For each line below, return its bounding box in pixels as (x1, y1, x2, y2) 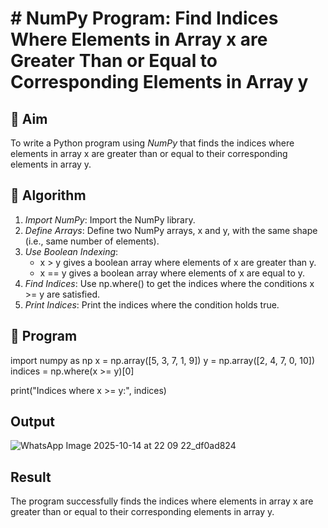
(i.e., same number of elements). (24, 235, 160, 247)
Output (10, 413, 55, 431)
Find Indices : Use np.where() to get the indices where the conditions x (24, 277, 315, 289)
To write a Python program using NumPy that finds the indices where (10, 137, 295, 149)
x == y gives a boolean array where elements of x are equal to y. (39, 267, 306, 279)
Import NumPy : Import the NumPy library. (24, 213, 196, 226)
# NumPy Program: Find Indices (10, 7, 279, 30)
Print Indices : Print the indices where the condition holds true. (24, 298, 280, 311)
